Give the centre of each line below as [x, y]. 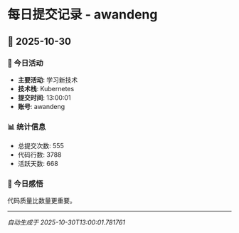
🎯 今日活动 [26, 63]
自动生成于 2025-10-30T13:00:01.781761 [67, 222]
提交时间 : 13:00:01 [44, 98]
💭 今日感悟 [26, 184]
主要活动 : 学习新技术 [48, 80]
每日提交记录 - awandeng [83, 15]
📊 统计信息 [27, 127]
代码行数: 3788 [39, 155]
